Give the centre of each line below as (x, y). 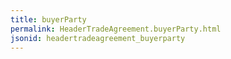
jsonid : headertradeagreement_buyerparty (98, 38)
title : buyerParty (48, 19)
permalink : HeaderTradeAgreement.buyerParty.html (116, 29)
